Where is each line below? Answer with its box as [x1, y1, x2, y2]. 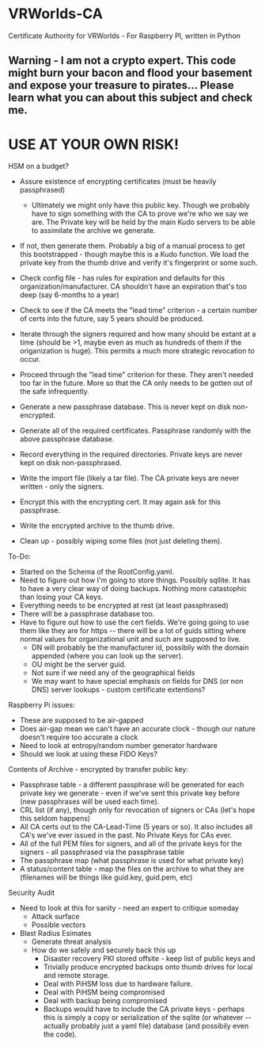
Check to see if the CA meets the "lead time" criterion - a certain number [19, 306, 258, 315]
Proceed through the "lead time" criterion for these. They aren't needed [19, 370, 254, 380]
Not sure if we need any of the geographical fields [31, 668, 195, 678]
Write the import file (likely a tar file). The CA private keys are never [19, 473, 240, 483]
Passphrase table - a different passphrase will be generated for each [19, 780, 244, 789]
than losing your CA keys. [19, 592, 104, 602]
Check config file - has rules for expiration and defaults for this [19, 273, 225, 283]
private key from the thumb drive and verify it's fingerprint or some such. [19, 258, 258, 268]
